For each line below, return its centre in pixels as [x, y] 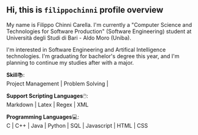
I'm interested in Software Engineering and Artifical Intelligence [86, 49]
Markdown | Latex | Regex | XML [48, 104]
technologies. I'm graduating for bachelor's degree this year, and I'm [93, 56]
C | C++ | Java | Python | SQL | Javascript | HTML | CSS [77, 125]
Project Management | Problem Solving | [57, 83]
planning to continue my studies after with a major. [70, 62]
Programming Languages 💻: [43, 117]
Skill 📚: [16, 75]
